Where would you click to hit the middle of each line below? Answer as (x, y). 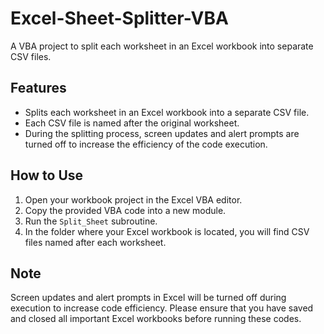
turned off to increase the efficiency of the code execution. (146, 144)
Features (38, 88)
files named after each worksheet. (95, 242)
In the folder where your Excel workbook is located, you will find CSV (167, 231)
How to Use (47, 175)
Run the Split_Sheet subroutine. (91, 221)
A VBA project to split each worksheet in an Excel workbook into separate (162, 46)
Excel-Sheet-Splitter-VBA (119, 18)
